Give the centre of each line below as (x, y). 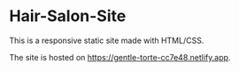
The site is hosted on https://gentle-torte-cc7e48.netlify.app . (120, 57)
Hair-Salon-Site (68, 16)
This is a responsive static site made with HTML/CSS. (107, 40)
